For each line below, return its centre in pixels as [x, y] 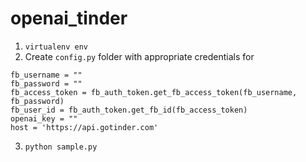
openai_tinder [69, 18]
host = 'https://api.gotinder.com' [84, 127]
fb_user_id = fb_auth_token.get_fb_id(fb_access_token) [129, 110]
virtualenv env [56, 47]
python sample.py [61, 147]
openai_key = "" [44, 118]
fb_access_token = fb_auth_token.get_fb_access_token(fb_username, [154, 92]
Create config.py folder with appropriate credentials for [139, 56]
